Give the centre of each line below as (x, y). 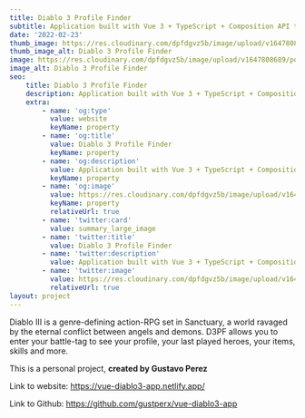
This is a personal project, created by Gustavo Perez (108, 368)
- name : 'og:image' (79, 187)
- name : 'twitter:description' (101, 254)
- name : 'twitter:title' (89, 237)
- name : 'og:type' (77, 111)
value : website (78, 119)
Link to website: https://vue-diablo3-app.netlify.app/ (108, 385)
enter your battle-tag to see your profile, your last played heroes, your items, (152, 341)
